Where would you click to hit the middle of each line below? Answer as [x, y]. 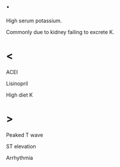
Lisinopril [17, 83]
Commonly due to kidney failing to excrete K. [60, 32]
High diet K [20, 95]
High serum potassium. [34, 21]
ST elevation [21, 146]
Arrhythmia [20, 158]
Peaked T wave [25, 135]
